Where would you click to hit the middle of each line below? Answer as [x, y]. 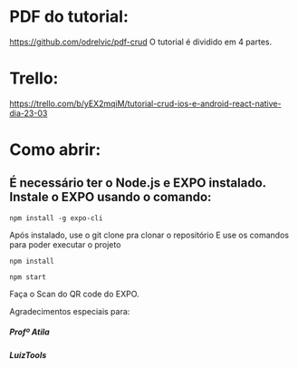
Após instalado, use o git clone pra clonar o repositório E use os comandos [149, 235]
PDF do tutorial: [69, 17]
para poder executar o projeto [65, 244]
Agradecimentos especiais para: [70, 311]
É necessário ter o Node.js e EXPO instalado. [138, 183]
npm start [28, 277]
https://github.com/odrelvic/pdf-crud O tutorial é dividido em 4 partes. [141, 42]
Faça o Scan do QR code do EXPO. [74, 294]
